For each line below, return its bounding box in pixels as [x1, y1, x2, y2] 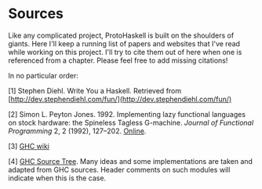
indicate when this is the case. [8, 173, 107, 183]
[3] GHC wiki [8, 141, 49, 151]
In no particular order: [8, 71, 78, 80]
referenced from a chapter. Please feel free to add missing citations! [8, 56, 228, 65]
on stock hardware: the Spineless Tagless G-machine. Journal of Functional [8, 118, 254, 127]
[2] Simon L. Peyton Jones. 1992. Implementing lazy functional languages [8, 109, 246, 118]
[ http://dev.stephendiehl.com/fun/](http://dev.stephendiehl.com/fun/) [8, 94, 232, 104]
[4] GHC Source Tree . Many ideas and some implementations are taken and [8, 156, 253, 165]
